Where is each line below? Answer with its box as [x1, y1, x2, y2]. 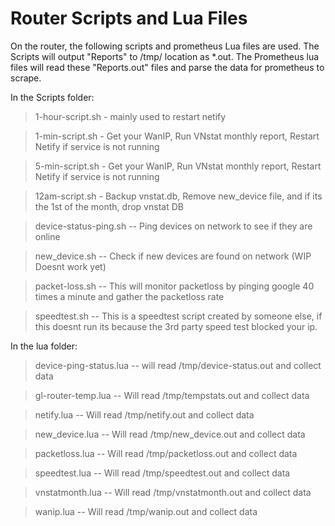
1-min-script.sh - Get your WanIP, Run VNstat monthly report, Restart [34, 130, 320, 142]
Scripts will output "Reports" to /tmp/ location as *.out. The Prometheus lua [10, 50, 320, 62]
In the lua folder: [10, 340, 78, 352]
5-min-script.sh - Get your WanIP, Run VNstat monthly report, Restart [34, 160, 322, 172]
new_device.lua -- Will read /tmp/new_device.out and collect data [34, 428, 306, 440]
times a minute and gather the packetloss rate [34, 290, 225, 302]
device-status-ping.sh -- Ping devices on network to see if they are [34, 220, 313, 232]
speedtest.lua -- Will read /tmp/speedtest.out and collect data [34, 467, 291, 479]
